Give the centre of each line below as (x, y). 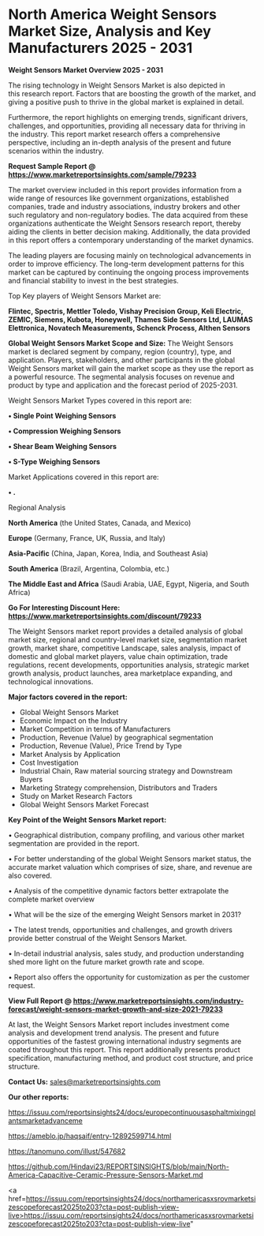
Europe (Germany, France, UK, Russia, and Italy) (87, 537)
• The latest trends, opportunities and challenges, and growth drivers (120, 930)
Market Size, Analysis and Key (110, 31)
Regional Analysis (37, 508)
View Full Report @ (40, 1001)
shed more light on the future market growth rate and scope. (106, 961)
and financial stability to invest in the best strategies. (93, 280)
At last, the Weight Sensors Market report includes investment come (119, 1024)
